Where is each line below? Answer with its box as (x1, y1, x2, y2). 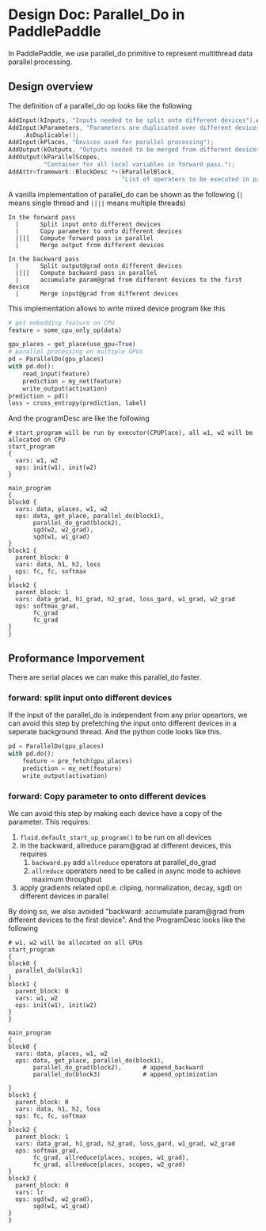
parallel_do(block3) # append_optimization (32, 1071, 218, 1079)
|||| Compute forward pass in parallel (15, 234, 154, 242)
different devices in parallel (19, 891, 109, 901)
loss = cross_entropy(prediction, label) (8, 399, 147, 407)
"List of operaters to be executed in (121, 175, 249, 183)
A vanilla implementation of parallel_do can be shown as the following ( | (8, 189, 244, 199)
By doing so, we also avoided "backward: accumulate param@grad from (8, 907, 245, 917)
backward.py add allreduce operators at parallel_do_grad (31, 858, 216, 867)
